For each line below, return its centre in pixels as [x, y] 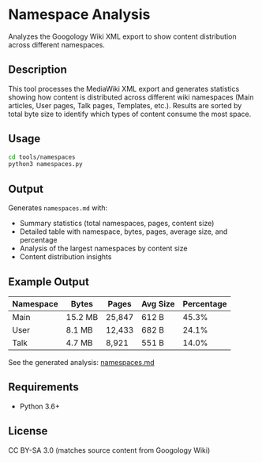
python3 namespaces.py [45, 164]
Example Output [49, 282]
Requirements [43, 388]
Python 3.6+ [40, 406]
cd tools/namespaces [42, 157]
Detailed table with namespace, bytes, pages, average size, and [124, 231]
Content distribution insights [65, 257]
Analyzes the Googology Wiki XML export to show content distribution [122, 36]
